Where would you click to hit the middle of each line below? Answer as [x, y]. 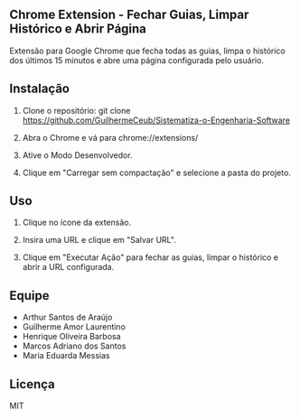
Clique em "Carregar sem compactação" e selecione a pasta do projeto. [157, 172]
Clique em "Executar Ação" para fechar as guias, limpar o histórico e [150, 257]
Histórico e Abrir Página [78, 29]
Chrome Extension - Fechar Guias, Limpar [129, 15]
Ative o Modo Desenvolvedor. [77, 155]
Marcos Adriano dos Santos [74, 346]
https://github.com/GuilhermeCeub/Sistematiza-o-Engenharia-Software [156, 120]
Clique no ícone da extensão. [77, 223]
